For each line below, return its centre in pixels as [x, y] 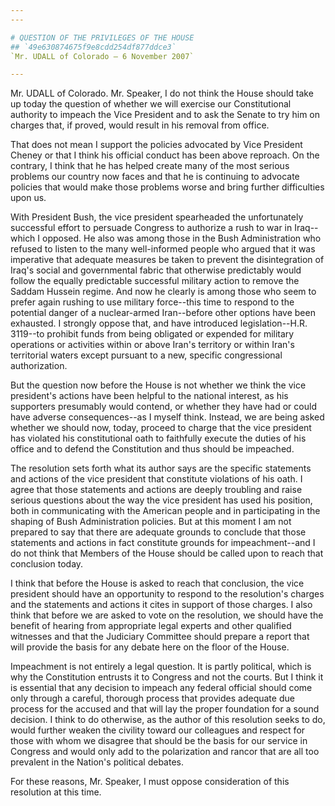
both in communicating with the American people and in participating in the [165, 511]
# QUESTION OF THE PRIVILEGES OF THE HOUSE [102, 37]
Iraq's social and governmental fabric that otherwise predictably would [156, 270]
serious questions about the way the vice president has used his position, [161, 500]
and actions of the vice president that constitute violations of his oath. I [156, 479]
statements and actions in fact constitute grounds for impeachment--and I [163, 543]
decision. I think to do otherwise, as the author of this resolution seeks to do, [168, 720]
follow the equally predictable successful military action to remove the [155, 281]
